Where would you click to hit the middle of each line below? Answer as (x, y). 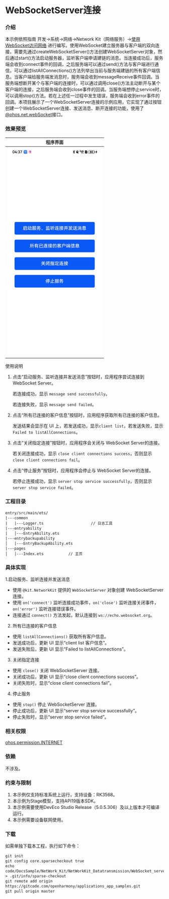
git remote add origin (29, 881)
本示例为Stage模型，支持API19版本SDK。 (55, 801)
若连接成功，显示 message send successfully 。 (61, 393)
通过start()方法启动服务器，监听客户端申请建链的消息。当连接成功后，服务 (86, 58)
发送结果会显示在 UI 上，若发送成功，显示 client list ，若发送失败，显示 (88, 426)
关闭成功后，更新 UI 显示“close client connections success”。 (76, 677)
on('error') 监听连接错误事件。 (46, 609)
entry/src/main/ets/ (27, 513)
